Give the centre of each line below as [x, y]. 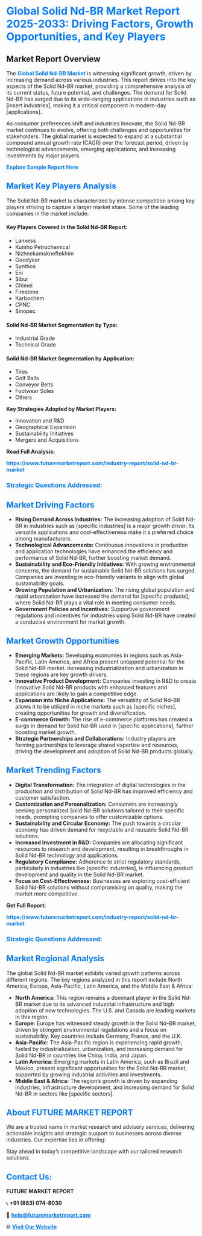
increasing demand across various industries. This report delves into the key [101, 80]
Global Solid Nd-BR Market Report [93, 11]
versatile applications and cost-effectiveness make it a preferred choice [104, 532]
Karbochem [30, 298]
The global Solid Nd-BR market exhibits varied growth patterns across [93, 973]
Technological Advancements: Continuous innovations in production [101, 545]
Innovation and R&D [39, 421]
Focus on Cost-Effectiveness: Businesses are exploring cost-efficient [102, 880]
